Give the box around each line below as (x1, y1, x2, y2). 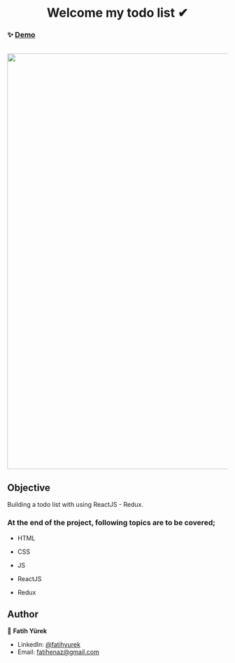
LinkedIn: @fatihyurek (17, 641, 80, 649)
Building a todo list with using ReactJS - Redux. (7, 501, 144, 509)
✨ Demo (7, 30, 36, 40)
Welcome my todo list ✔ (46, 5, 189, 21)
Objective (7, 482, 51, 494)
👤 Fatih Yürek (7, 627, 48, 635)
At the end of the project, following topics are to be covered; (7, 518, 215, 528)
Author (7, 608, 38, 620)
